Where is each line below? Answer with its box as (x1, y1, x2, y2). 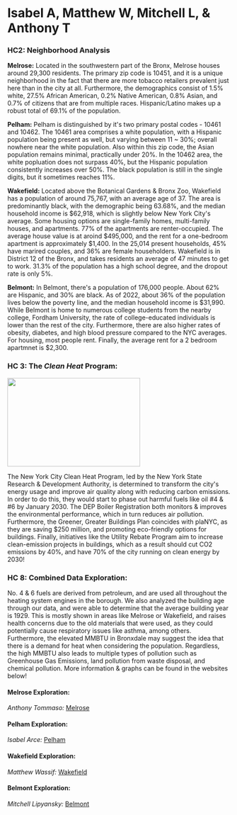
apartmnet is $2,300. (7, 344, 69, 352)
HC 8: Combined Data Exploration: (7, 573, 128, 583)
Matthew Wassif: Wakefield (7, 768, 88, 776)
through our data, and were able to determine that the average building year (7, 604, 229, 612)
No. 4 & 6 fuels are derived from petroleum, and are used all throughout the (7, 589, 228, 597)
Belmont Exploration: (7, 784, 71, 792)
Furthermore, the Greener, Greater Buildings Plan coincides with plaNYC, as (7, 517, 228, 526)
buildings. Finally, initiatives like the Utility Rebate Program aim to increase (7, 532, 224, 541)
